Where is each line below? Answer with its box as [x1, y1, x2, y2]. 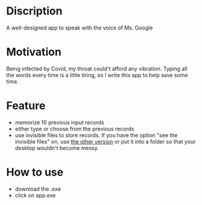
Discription [6, 4, 63, 18]
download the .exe [14, 185, 61, 192]
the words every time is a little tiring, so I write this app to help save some [6, 71, 188, 79]
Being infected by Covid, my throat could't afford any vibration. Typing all [6, 65, 188, 72]
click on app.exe [14, 191, 56, 199]
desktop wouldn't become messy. [14, 144, 99, 151]
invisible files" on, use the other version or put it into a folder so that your [14, 138, 196, 145]
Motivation [6, 45, 62, 59]
